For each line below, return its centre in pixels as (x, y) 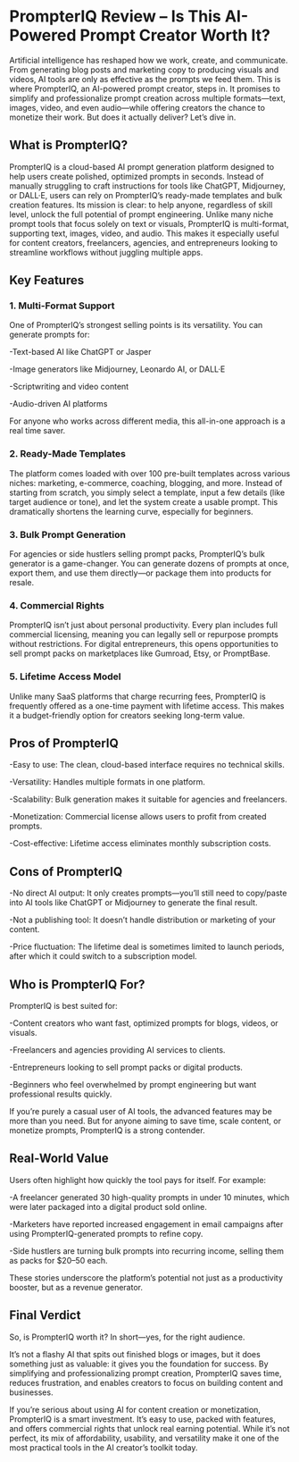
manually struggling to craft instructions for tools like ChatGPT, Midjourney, (147, 186)
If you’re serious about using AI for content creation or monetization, (135, 1409)
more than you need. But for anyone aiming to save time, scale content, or (145, 1121)
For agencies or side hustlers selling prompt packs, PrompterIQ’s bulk (137, 554)
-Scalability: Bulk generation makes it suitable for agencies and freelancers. (148, 799)
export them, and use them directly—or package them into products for (141, 573)
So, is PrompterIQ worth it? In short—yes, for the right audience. (127, 1337)
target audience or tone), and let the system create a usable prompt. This (144, 501)
